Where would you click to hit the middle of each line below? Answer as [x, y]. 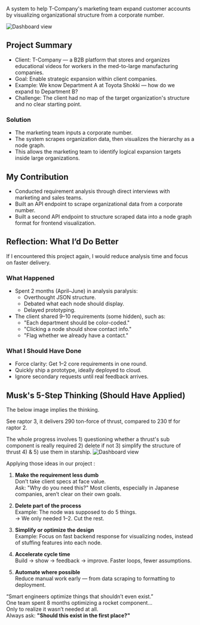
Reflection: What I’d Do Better [62, 242]
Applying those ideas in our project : [51, 464]
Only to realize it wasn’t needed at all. [52, 609]
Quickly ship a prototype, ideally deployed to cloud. [78, 370]
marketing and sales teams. [49, 197]
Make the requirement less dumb [57, 475]
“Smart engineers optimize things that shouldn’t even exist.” [80, 596]
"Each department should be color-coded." [77, 323]
